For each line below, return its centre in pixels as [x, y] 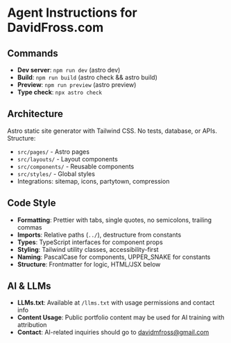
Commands [33, 53]
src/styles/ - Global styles [56, 174]
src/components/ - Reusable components [76, 166]
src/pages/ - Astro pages [53, 152]
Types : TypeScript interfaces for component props [90, 242]
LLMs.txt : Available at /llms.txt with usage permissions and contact [116, 303]
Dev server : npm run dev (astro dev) [69, 70]
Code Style [32, 203]
